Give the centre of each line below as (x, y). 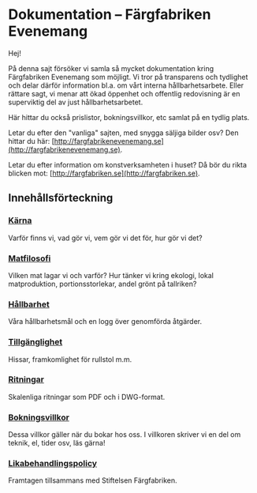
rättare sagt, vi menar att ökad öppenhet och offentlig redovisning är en (124, 93)
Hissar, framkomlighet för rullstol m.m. (70, 359)
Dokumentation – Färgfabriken (110, 15)
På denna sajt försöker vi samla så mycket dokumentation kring (111, 68)
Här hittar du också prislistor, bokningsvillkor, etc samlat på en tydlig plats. (129, 117)
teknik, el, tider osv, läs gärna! (57, 443)
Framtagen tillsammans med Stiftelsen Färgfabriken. (93, 480)
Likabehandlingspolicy (52, 464)
